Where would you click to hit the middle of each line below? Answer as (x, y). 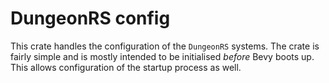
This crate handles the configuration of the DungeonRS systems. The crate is (165, 46)
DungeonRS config (90, 18)
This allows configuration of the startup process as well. (126, 67)
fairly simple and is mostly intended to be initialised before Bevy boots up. (162, 56)
